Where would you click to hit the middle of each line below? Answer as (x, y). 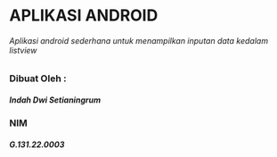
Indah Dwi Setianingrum (55, 100)
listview (23, 50)
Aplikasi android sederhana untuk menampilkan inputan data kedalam (139, 40)
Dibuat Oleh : (38, 78)
